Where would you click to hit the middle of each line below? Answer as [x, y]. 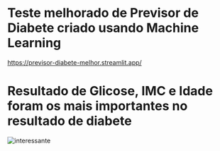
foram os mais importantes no [98, 106]
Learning [34, 43]
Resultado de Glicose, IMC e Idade [110, 91]
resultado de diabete [70, 121]
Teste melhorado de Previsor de [103, 13]
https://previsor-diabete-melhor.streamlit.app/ [75, 62]
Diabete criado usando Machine [103, 28]
